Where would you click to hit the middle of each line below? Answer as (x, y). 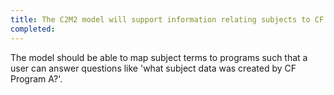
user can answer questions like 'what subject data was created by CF (153, 68)
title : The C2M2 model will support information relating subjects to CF (167, 19)
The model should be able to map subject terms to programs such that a (159, 57)
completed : (33, 29)
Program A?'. (36, 78)
